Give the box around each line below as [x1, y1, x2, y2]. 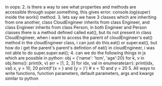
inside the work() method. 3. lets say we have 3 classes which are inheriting [5, 14, 157, 20]
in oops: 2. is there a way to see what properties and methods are [5, 4, 136, 10]
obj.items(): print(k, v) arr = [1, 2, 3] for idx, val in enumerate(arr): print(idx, [5, 60, 154, 66]
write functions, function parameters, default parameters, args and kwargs [5, 71, 154, 76]
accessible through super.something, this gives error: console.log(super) [5, 9, 150, 15]
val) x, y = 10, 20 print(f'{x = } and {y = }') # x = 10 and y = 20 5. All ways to [5, 65, 155, 71]
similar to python [5, 75, 39, 81]
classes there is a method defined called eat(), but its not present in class [5, 30, 152, 35]
